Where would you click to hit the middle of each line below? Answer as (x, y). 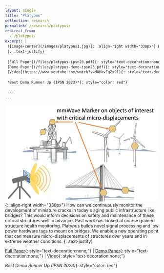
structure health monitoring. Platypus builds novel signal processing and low (82, 226)
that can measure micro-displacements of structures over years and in (76, 236)
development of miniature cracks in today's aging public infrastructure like (80, 210)
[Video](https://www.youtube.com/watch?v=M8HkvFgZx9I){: (66, 72)
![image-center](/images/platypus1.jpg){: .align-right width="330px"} (82, 46)
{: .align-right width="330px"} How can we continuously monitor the (74, 205)
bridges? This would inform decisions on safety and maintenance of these (80, 215)
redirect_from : (20, 31)
